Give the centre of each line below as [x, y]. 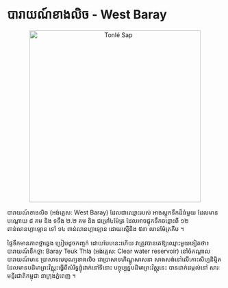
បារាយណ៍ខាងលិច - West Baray [87, 15]
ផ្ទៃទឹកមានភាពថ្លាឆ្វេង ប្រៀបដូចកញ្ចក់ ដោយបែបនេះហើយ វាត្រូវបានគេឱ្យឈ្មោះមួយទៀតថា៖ [108, 243]
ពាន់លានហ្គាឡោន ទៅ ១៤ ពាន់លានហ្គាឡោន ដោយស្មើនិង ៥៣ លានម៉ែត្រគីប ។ [96, 228]
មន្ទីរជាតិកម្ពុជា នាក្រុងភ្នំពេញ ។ [42, 275]
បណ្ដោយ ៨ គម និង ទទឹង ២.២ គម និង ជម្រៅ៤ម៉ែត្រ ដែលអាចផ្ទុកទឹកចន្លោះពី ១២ [98, 220]
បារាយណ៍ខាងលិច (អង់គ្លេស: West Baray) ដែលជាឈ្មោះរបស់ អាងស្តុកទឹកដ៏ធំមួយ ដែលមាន [113, 212]
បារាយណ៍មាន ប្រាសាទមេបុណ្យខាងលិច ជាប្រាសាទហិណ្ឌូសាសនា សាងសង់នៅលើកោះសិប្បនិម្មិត [114, 259]
